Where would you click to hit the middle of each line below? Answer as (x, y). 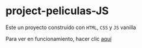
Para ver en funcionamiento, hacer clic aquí (59, 39)
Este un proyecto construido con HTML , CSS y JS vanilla (71, 27)
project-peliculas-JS (57, 11)
